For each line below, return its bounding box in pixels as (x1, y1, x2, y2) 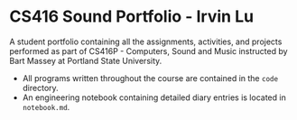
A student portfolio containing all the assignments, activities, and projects (9, 36, 283, 47)
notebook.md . (22, 101, 70, 112)
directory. (22, 82, 59, 93)
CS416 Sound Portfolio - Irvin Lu (9, 6, 255, 27)
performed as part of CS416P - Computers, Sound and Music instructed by (9, 45, 288, 56)
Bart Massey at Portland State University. (9, 55, 162, 66)
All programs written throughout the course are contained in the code (22, 72, 278, 83)
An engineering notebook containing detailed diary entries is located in (22, 92, 286, 103)
